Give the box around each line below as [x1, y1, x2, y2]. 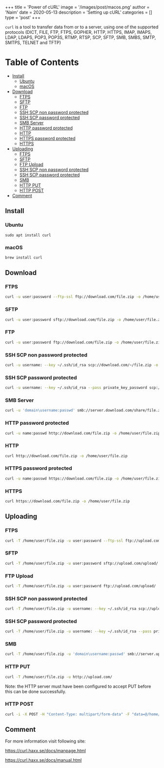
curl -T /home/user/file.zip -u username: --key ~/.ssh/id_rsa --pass [5, 629, 152, 634]
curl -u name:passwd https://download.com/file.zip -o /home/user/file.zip [5, 476, 163, 481]
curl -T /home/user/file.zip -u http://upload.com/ [5, 674, 112, 679]
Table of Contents [5, 57, 79, 68]
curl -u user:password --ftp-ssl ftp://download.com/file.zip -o [5, 294, 141, 299]
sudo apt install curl [5, 233, 51, 238]
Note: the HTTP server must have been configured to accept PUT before [5, 683, 151, 689]
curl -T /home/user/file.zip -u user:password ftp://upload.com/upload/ [5, 583, 156, 588]
